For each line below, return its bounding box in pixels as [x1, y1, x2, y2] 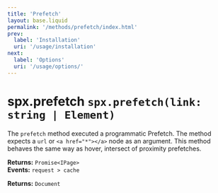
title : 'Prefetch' [7, 10, 62, 18]
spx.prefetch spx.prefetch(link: [7, 93, 202, 110]
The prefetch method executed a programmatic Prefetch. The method [7, 129, 212, 138]
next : [7, 50, 23, 57]
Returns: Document [7, 179, 61, 187]
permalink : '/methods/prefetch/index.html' [7, 23, 138, 30]
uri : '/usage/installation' [13, 43, 97, 50]
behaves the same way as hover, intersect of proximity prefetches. [7, 144, 202, 153]
